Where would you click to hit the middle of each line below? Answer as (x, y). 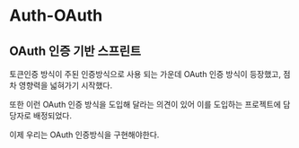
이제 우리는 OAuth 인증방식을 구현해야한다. (84, 135)
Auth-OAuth (56, 16)
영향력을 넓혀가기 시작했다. (66, 85)
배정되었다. (53, 116)
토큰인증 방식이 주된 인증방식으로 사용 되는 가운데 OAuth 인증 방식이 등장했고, (145, 74)
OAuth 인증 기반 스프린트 (75, 51)
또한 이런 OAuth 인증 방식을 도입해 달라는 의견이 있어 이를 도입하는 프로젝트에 (145, 104)
